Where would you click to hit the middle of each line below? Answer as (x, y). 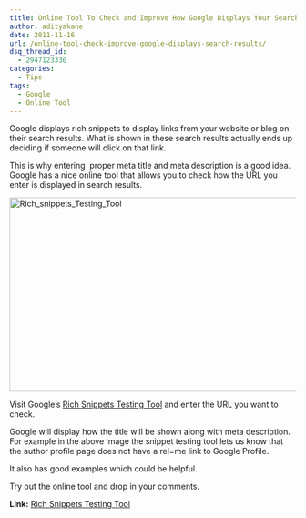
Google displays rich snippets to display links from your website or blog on (149, 129)
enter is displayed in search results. (76, 185)
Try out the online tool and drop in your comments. (105, 487)
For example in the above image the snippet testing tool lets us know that (147, 441)
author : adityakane (46, 26)
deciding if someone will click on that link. (88, 148)
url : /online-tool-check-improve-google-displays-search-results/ (138, 43)
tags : (20, 86)
